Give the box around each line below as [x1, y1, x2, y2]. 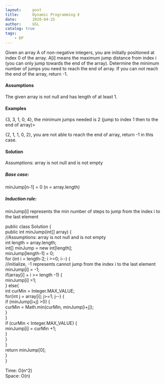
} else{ [5, 282, 19, 289]
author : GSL [5, 21, 39, 27]
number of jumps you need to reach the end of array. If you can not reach [5, 65, 158, 71]
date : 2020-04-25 [5, 17, 56, 22]
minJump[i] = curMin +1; [5, 325, 57, 331]
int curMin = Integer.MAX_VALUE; [5, 288, 75, 294]
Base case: [5, 171, 29, 177]
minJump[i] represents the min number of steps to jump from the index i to [5, 208, 160, 215]
